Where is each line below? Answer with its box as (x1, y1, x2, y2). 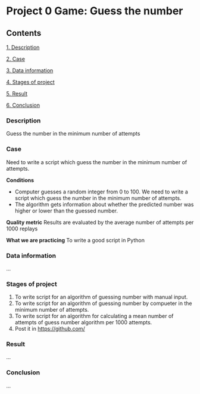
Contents (6, 28, 42, 38)
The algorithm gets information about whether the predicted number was (14, 201, 194, 208)
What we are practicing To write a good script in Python (6, 236, 145, 244)
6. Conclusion (6, 101, 40, 109)
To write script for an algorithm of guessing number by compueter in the (14, 300, 192, 307)
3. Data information (6, 67, 54, 74)
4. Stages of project (6, 79, 55, 85)
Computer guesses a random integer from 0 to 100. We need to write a (14, 188, 189, 195)
